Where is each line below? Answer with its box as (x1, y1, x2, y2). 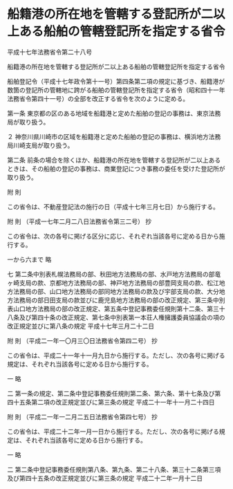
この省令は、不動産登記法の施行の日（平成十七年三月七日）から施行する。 (7, 202, 219, 211)
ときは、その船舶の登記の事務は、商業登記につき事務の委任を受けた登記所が (7, 164, 225, 173)
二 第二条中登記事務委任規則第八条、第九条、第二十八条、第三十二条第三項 (7, 465, 221, 474)
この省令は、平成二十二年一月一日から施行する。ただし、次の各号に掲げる (7, 427, 219, 436)
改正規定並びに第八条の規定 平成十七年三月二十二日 (7, 322, 154, 330)
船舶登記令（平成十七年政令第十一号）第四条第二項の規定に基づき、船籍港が (7, 77, 225, 85)
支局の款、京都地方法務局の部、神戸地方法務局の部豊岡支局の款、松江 (19, 278, 219, 287)
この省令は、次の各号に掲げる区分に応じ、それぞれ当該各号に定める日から (7, 232, 219, 240)
